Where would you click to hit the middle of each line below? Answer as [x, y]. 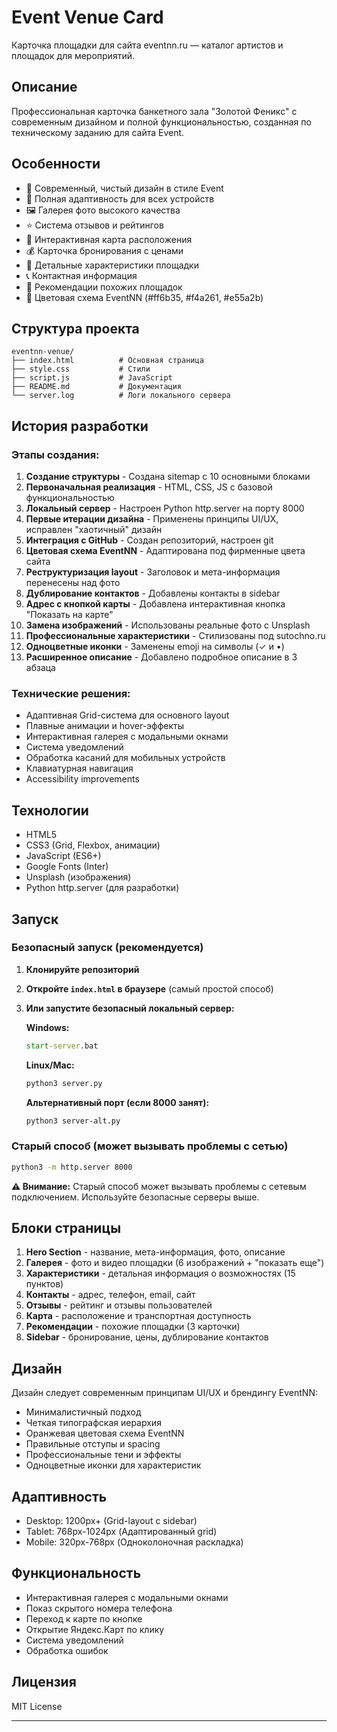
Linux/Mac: [50, 1065]
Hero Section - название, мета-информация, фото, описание [155, 1252]
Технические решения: [71, 693]
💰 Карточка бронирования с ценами [104, 250]
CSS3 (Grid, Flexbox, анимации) [93, 845]
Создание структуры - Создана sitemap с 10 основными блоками [168, 477]
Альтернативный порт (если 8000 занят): [117, 1102]
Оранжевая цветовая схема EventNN [105, 1433]
